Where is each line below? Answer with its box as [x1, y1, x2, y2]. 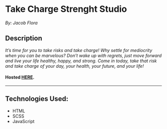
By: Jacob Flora [5, 20, 38, 26]
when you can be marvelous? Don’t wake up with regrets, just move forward [5, 52, 162, 58]
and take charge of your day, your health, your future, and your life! [5, 63, 144, 69]
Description [5, 34, 42, 43]
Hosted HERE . [5, 74, 35, 80]
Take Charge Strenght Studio [5, 3, 127, 15]
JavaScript [12, 118, 35, 124]
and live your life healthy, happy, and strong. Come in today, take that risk [5, 58, 157, 64]
